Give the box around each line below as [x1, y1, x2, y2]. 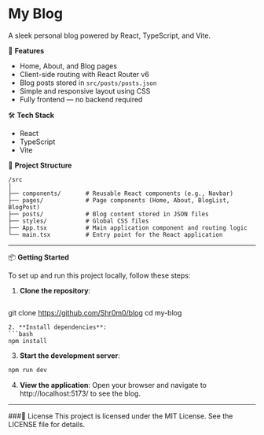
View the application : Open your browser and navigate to [19, 380, 207, 389]
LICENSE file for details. [8, 419, 86, 429]
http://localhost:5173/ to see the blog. [19, 389, 141, 398]
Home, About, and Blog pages [19, 61, 118, 71]
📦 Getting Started [8, 253, 69, 262]
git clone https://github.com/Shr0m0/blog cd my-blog [8, 308, 182, 317]
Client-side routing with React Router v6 [19, 69, 149, 79]
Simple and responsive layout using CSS [19, 86, 151, 95]
